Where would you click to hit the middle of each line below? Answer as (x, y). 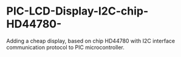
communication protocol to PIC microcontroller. (65, 47)
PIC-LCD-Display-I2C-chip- (77, 11)
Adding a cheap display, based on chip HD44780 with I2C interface (90, 41)
